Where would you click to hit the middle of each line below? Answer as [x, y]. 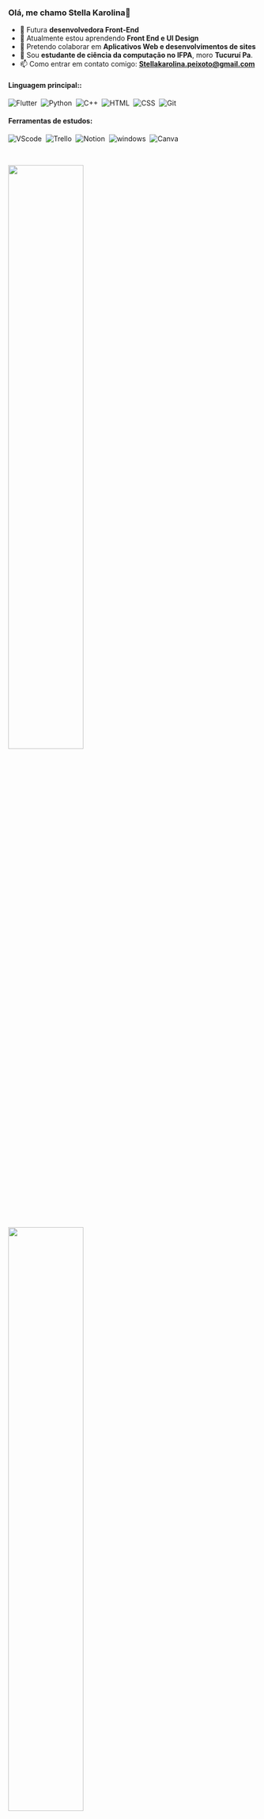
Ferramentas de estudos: [51, 121]
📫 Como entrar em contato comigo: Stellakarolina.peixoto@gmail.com [137, 64]
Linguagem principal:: [45, 85]
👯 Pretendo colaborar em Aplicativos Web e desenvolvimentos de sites [138, 47]
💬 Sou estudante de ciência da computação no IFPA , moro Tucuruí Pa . [136, 55]
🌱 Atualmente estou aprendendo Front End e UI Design [109, 38]
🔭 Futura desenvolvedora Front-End [79, 30]
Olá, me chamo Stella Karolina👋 [70, 13]
